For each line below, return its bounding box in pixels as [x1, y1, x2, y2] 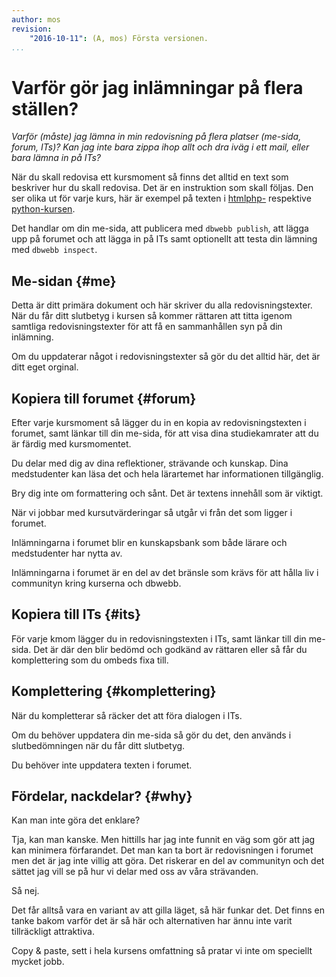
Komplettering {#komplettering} [11, 683, 217, 700]
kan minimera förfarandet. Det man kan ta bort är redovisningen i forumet [11, 844, 314, 856]
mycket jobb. [11, 956, 65, 968]
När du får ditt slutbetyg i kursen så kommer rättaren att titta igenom [11, 310, 293, 322]
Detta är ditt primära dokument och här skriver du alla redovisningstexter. [11, 299, 313, 311]
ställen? [11, 97, 79, 120]
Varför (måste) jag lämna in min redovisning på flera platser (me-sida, [11, 131, 302, 143]
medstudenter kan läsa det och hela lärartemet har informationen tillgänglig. [11, 467, 324, 480]
